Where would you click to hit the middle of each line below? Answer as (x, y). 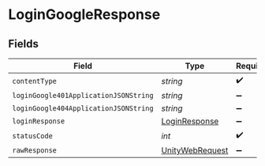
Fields (24, 44)
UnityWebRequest (195, 150)
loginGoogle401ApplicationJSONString (83, 95)
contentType (35, 81)
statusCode (32, 136)
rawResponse (35, 151)
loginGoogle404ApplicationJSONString (83, 108)
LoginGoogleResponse (84, 15)
